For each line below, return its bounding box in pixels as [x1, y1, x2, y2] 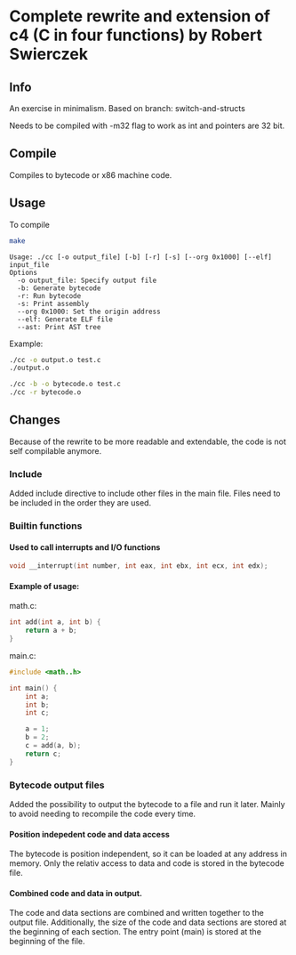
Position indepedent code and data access [9, 829, 171, 839]
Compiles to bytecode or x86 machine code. [9, 169, 172, 180]
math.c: [9, 601, 37, 611]
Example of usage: [9, 580, 80, 591]
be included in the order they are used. [9, 498, 152, 508]
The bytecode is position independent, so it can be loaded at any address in [9, 848, 287, 860]
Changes [9, 412, 60, 428]
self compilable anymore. [9, 445, 102, 456]
